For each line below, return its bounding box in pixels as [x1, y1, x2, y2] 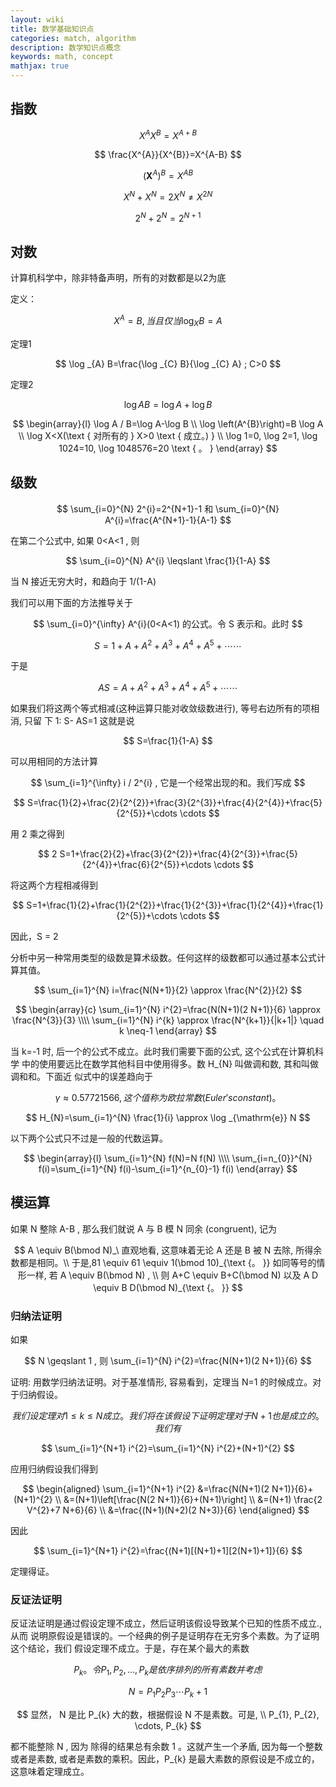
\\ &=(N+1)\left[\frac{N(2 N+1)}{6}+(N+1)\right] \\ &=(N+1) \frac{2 [54, 1493, 323, 1505]
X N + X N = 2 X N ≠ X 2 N [123, 189, 213, 203]
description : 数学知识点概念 [10, 42, 122, 53]
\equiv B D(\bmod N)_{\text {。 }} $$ [93, 1281, 243, 1293]
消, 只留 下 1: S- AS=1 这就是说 [10, 714, 135, 726]
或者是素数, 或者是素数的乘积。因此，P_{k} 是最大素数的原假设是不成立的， [10, 1752, 320, 1765]
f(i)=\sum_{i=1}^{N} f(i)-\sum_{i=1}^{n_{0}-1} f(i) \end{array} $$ [38, 1162, 298, 1175]
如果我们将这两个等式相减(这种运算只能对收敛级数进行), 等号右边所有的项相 [10, 702, 320, 714]
